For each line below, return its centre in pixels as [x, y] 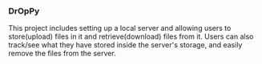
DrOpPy [24, 11]
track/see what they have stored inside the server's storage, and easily [125, 45]
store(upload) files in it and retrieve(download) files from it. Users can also [131, 36]
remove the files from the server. [62, 54]
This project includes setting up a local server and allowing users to [120, 28]
